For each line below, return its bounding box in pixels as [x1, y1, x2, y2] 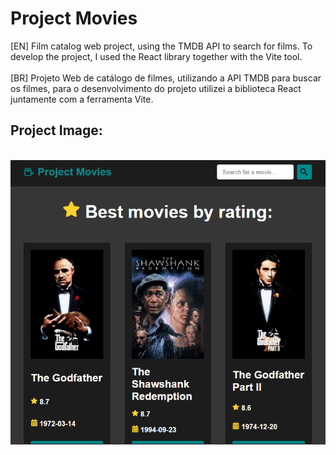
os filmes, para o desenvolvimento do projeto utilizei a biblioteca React [10, 82, 302, 94]
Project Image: [10, 122, 103, 139]
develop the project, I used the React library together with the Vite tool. [10, 50, 303, 62]
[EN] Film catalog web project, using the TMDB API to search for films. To [10, 40, 313, 52]
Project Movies [10, 7, 138, 30]
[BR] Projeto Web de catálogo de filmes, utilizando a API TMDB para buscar [10, 72, 322, 84]
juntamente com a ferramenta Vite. [10, 93, 154, 105]
